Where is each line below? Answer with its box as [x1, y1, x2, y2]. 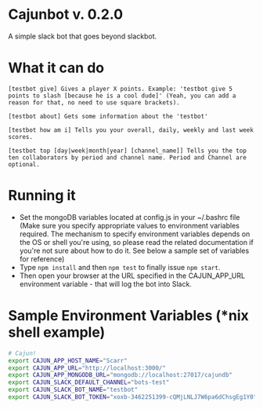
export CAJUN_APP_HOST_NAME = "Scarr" [8, 356, 128, 364]
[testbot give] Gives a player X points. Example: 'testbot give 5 [8, 85, 233, 93]
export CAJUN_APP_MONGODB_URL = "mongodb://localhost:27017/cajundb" [8, 371, 233, 379]
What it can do [8, 59, 104, 77]
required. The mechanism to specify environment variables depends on [19, 229, 250, 239]
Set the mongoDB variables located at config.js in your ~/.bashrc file [19, 212, 240, 221]
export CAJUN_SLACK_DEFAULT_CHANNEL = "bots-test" [8, 378, 170, 386]
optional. [8, 160, 41, 168]
